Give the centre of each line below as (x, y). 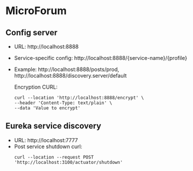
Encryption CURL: (36, 87)
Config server (32, 33)
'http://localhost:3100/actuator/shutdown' (68, 162)
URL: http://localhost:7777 (46, 140)
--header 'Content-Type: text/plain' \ (63, 103)
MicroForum (36, 11)
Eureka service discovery (53, 126)
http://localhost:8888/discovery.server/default (71, 76)
